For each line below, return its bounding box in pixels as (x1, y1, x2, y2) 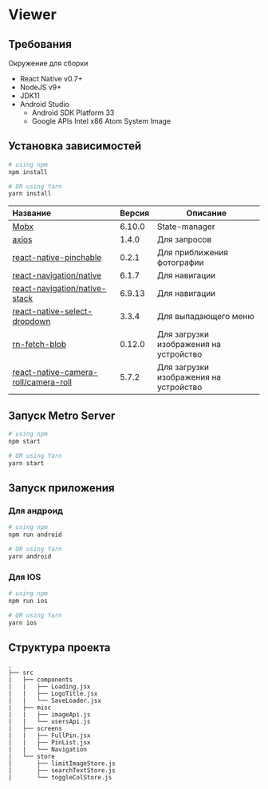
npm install (8, 168, 48, 176)
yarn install (8, 190, 52, 198)
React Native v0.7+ (19, 74, 83, 83)
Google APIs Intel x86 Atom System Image (31, 116, 171, 125)
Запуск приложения (8, 481, 115, 495)
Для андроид (8, 505, 64, 516)
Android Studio (19, 100, 69, 108)
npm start (8, 437, 41, 445)
